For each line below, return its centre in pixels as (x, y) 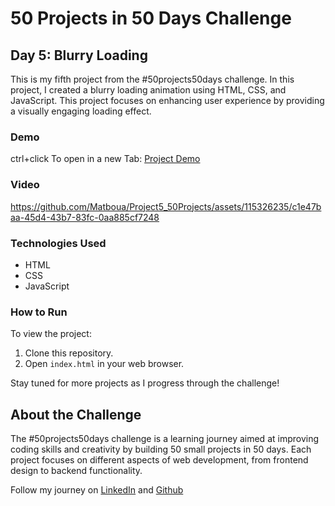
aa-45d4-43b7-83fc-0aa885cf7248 (85, 217)
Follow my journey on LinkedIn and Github (97, 490)
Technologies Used (58, 243)
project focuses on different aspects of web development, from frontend (159, 460)
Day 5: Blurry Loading (79, 55)
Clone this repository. (69, 353)
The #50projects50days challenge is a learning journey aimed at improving (165, 438)
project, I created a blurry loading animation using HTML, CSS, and (148, 90)
